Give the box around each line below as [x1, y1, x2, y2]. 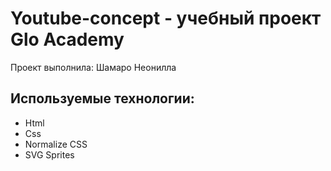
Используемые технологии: [10, 90, 195, 107]
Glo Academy [10, 28, 125, 51]
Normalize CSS [24, 138, 88, 150]
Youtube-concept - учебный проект [10, 7, 322, 30]
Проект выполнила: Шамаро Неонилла [10, 61, 177, 73]
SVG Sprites [24, 148, 75, 161]
